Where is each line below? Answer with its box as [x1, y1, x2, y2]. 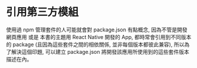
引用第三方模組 [6, 5, 79, 19]
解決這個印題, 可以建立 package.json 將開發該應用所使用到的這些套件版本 [11, 48, 190, 55]
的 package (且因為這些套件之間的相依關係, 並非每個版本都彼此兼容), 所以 [6, 41, 185, 48]
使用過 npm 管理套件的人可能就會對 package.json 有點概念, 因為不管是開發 [6, 26, 188, 33]
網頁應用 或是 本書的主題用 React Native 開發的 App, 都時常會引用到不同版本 [6, 33, 192, 40]
